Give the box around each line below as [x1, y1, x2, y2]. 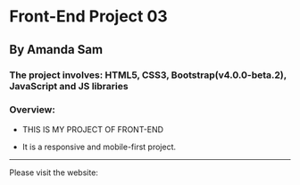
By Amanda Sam [9, 42, 104, 57]
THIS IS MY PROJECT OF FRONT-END [21, 123, 163, 135]
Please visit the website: [9, 167, 98, 178]
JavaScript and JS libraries [9, 80, 129, 92]
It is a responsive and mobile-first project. [21, 141, 177, 152]
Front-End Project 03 [9, 6, 168, 27]
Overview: [9, 104, 55, 116]
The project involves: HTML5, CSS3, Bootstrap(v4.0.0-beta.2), [9, 69, 287, 81]
